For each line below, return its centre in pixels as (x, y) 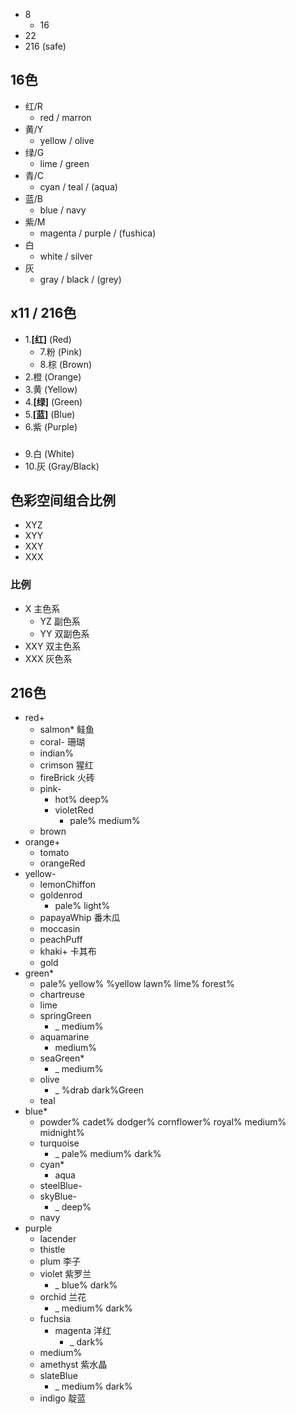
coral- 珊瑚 (62, 742)
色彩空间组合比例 (63, 500)
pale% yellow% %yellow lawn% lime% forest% (137, 984)
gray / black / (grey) (80, 279)
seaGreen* (62, 1058)
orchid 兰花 (63, 1297)
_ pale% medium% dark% (108, 1154)
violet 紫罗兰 (65, 1274)
